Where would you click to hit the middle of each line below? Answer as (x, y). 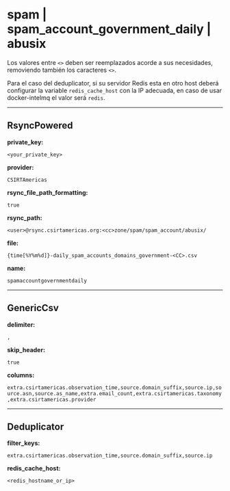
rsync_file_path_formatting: (48, 192)
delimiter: (21, 324)
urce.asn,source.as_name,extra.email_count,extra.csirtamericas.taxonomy (115, 393)
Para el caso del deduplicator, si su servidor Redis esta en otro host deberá (113, 83)
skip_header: (26, 349)
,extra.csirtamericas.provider (52, 399)
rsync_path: (25, 217)
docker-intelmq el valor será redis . (56, 97)
